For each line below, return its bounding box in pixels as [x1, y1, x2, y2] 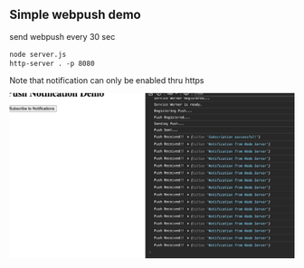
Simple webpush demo [9, 7, 142, 23]
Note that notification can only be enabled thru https [9, 74, 204, 85]
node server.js [9, 50, 67, 59]
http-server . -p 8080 [9, 59, 95, 68]
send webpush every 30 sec [9, 31, 116, 42]
